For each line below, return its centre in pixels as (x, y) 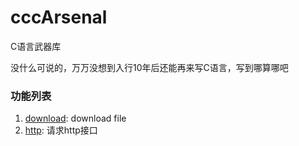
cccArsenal (59, 17)
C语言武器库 (36, 46)
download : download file (75, 118)
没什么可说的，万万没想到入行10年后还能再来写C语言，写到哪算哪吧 (149, 67)
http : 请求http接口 (61, 130)
